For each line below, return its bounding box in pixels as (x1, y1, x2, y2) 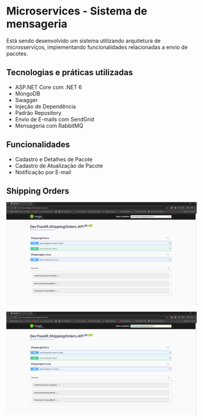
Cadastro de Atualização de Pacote (14, 162, 103, 169)
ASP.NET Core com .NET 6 (14, 83, 82, 91)
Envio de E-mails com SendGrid (14, 115, 95, 123)
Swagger (14, 96, 38, 103)
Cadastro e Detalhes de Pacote (14, 155, 93, 163)
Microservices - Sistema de (6, 4, 147, 18)
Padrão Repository (14, 109, 62, 116)
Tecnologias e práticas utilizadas (6, 68, 133, 78)
